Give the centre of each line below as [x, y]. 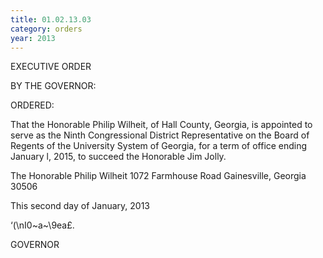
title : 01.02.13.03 [51, 19]
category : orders [46, 29]
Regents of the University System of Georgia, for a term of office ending [159, 146]
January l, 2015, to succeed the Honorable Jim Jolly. [118, 157]
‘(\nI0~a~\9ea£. [42, 225]
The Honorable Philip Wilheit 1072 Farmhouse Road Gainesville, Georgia [158, 176]
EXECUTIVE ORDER [51, 67]
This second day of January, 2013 [80, 206]
